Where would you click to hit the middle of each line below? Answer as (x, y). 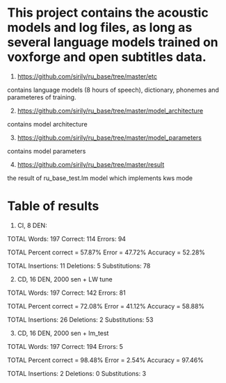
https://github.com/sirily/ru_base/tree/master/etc (87, 76)
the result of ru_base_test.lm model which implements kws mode (100, 178)
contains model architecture (48, 124)
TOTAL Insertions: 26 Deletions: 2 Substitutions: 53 (80, 319)
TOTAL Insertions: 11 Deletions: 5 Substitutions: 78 (79, 266)
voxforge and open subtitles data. (107, 57)
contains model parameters (47, 151)
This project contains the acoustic (108, 13)
